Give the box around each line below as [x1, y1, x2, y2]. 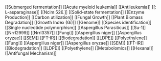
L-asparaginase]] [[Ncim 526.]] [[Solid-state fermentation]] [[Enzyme [5, 9, 145, 15]
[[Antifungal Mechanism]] [5, 50, 57, 56]
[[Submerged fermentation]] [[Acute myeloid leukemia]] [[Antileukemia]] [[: [5, 4, 157, 10]
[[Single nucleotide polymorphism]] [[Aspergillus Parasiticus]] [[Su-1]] [5, 25, 146, 30]
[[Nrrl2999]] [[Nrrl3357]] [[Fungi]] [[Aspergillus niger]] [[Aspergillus [5, 30, 142, 35]
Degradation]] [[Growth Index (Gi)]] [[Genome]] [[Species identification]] [5, 19, 152, 25]
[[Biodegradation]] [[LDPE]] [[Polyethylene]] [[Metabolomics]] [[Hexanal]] [5, 46, 154, 51]
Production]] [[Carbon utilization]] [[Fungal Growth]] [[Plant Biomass [5, 15, 143, 20]
